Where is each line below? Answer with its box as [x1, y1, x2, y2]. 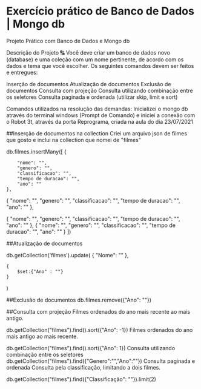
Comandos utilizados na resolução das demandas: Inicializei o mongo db [6, 105, 188, 112]
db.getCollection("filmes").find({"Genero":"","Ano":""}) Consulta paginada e [6, 357, 196, 365]
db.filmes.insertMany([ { [6, 147, 67, 155]
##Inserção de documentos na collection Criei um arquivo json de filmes [6, 129, 188, 137]
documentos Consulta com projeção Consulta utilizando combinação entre [6, 87, 193, 94]
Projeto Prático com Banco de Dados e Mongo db [6, 37, 130, 44]
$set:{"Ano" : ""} [17, 268, 64, 274]
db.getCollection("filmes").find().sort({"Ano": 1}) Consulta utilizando [6, 344, 176, 351]
